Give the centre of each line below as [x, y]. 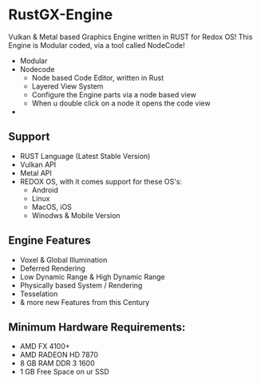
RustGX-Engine [61, 15]
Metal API [36, 172]
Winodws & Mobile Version [76, 215]
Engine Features [50, 241]
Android [45, 190]
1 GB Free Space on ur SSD [64, 372]
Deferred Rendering [52, 268]
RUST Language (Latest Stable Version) [85, 156]
